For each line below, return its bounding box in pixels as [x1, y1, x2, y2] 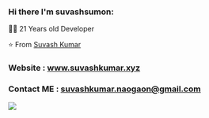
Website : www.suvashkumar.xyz [8, 62, 141, 73]
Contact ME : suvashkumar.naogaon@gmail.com [8, 83, 201, 94]
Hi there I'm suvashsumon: [8, 6, 115, 17]
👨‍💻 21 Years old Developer [8, 24, 95, 34]
